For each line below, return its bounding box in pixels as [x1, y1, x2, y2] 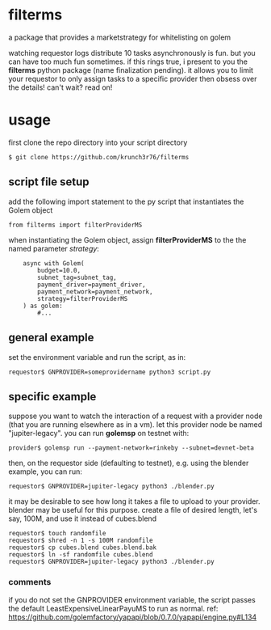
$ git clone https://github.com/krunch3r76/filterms [8, 153, 190, 161]
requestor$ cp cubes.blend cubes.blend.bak [8, 543, 157, 552]
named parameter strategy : [8, 243, 99, 253]
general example [8, 331, 94, 345]
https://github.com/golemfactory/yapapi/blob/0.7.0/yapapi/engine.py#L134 [8, 612, 257, 622]
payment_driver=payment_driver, [37, 281, 147, 289]
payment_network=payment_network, [37, 287, 153, 296]
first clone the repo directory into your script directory [8, 137, 188, 147]
